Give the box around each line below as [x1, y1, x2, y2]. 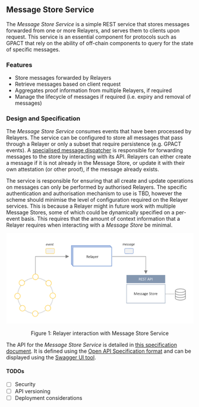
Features [6, 61, 33, 69]
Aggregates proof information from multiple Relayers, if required [14, 87, 172, 94]
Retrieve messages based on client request [14, 80, 121, 88]
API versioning [14, 387, 50, 395]
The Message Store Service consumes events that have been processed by [6, 128, 192, 135]
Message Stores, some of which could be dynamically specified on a [6, 209, 175, 216]
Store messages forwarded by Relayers [14, 74, 112, 82]
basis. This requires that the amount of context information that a [21, 215, 180, 223]
